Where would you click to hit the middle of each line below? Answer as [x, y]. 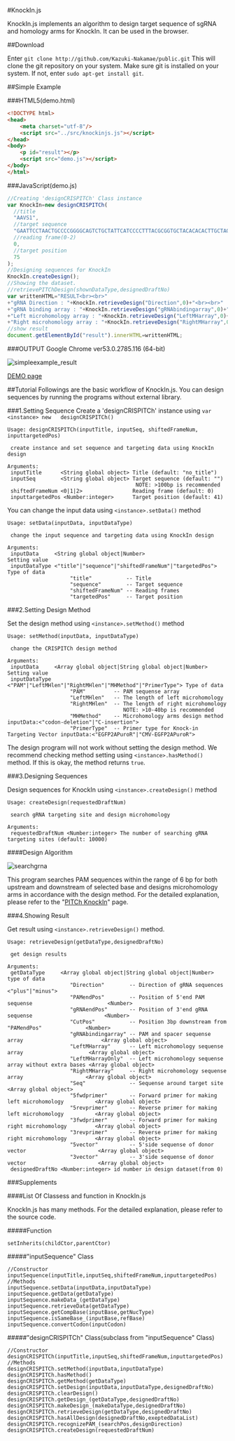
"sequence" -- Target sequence [126, 585]
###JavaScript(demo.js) [42, 185]
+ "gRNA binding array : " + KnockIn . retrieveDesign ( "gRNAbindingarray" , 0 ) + [117, 309]
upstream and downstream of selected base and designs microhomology [113, 887]
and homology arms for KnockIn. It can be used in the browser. [98, 31]
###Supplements [32, 1182]
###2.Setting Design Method [49, 610]
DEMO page [25, 376]
